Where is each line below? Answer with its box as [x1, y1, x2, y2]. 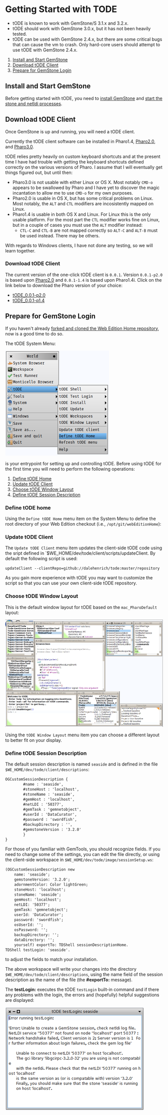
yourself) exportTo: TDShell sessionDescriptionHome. [14, 942, 128, 948]
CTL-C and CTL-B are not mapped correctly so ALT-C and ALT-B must [19, 227, 158, 233]
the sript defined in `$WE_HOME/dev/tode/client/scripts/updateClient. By [5, 550, 156, 556]
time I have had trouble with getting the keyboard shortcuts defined [5, 158, 144, 164]
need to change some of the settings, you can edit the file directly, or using [5, 851, 160, 857]
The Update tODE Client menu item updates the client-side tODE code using [5, 545, 162, 551]
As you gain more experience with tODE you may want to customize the [5, 575, 153, 581]
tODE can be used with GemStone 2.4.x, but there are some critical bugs [12, 36, 162, 42]
